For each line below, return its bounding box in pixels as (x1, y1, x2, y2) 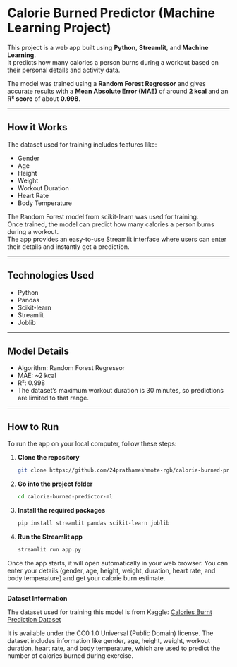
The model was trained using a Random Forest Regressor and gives (7, 79, 206, 87)
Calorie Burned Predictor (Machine (7, 5, 216, 21)
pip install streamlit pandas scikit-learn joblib (17, 520, 170, 527)
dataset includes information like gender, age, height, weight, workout (7, 636, 210, 644)
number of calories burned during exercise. (7, 651, 134, 660)
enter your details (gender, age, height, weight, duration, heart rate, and (7, 566, 216, 575)
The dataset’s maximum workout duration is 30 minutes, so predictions (17, 386, 224, 395)
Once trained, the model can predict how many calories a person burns (7, 220, 214, 228)
